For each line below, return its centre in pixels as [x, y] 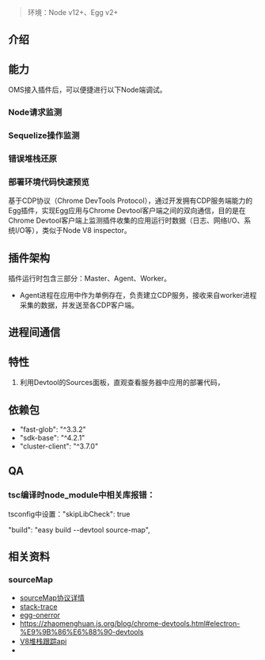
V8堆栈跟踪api [43, 642]
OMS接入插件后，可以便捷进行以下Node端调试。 [88, 90]
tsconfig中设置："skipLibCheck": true [69, 513]
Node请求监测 [35, 113]
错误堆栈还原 [33, 158]
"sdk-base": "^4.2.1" [52, 438]
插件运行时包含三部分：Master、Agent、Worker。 [90, 278]
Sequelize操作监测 [44, 135]
